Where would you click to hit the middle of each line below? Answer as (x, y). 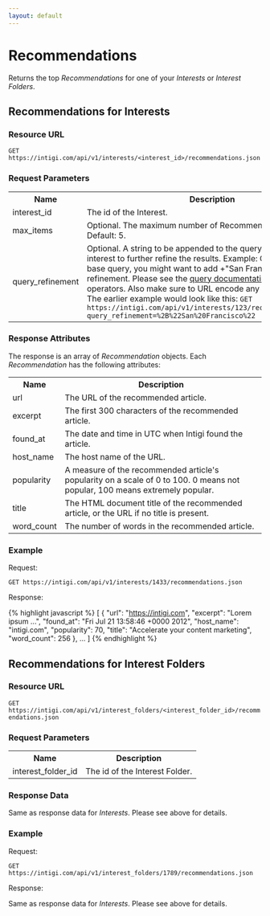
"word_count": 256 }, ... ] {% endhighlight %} (83, 639)
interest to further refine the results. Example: (173, 258)
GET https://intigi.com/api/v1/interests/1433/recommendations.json (125, 583)
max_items (33, 230)
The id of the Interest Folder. (139, 771)
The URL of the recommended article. (136, 397)
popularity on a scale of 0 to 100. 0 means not (152, 480)
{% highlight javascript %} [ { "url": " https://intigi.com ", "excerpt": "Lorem (130, 613)
